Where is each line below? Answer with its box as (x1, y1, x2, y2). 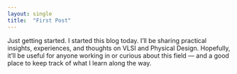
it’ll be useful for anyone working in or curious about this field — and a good (7, 51, 229, 60)
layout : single (7, 10, 53, 18)
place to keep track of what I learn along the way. (7, 58, 152, 67)
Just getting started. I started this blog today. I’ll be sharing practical (7, 36, 207, 44)
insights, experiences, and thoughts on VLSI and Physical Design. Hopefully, (7, 44, 231, 52)
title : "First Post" (7, 17, 72, 24)
